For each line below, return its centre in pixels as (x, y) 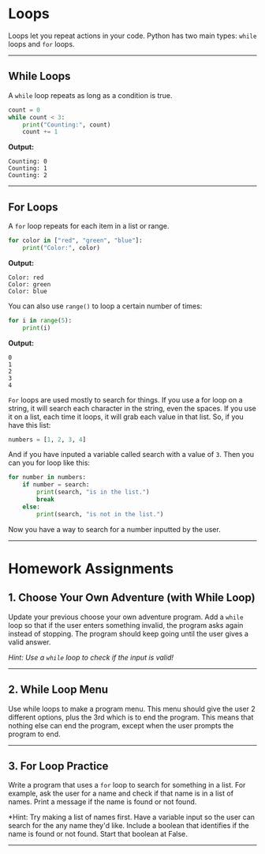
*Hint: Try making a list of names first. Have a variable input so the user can (131, 817)
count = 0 (24, 110)
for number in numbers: (47, 478)
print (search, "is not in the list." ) (100, 514)
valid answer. (30, 642)
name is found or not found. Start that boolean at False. (98, 834)
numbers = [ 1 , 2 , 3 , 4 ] (47, 440)
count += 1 (40, 132)
